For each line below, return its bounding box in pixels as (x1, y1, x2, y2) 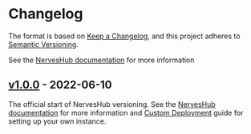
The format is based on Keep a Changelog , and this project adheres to (8, 31, 241, 41)
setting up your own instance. (8, 116, 107, 126)
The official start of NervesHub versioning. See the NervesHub (8, 99, 217, 108)
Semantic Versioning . (8, 39, 79, 49)
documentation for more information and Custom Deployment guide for (8, 108, 244, 117)
